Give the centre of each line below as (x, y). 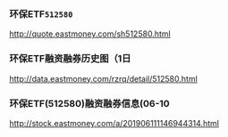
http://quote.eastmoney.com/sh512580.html (90, 34)
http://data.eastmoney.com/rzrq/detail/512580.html (104, 78)
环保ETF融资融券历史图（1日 (70, 59)
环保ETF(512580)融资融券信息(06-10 (89, 103)
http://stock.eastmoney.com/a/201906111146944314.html (114, 123)
